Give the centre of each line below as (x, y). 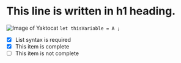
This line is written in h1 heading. (91, 11)
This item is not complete (47, 53)
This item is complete (42, 46)
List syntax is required (43, 39)
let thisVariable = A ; (90, 28)
